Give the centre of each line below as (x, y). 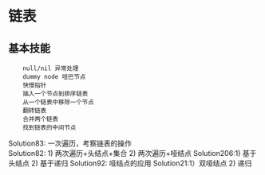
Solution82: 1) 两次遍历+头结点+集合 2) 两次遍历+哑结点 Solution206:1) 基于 (132, 153)
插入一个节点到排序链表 (55, 94)
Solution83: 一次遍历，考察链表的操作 (70, 143)
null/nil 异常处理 (51, 68)
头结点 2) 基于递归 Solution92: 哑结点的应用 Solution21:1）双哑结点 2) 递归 (130, 163)
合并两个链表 (40, 119)
